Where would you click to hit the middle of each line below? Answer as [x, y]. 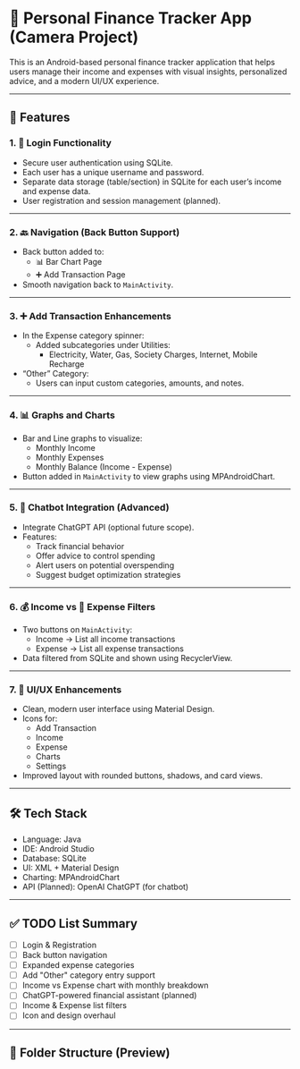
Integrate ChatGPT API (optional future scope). [108, 527]
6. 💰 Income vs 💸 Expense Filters [83, 607]
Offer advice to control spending [95, 556]
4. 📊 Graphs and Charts [62, 415]
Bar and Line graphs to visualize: [82, 438]
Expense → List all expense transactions [110, 649]
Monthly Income [65, 447]
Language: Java [52, 839]
